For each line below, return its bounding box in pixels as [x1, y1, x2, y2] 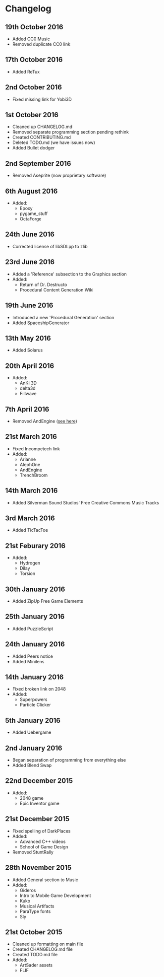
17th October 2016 [5, 56, 63, 64]
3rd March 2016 [5, 514, 55, 522]
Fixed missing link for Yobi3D [12, 96, 72, 102]
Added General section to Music [12, 877, 78, 883]
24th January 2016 [5, 640, 65, 648]
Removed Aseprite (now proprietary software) [12, 172, 107, 179]
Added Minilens [12, 658, 45, 664]
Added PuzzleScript [12, 626, 54, 631]
